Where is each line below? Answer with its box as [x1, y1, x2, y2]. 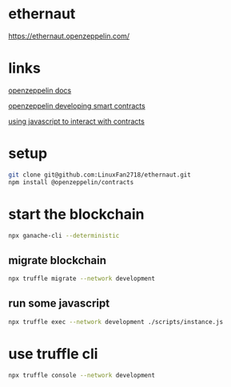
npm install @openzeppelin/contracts [8, 178, 134, 186]
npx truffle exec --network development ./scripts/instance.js [8, 318, 224, 326]
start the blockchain [8, 205, 145, 223]
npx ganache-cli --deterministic [8, 231, 120, 239]
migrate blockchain [8, 253, 106, 267]
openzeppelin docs [8, 85, 72, 95]
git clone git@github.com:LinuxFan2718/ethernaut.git [8, 171, 192, 179]
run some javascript [8, 297, 110, 310]
